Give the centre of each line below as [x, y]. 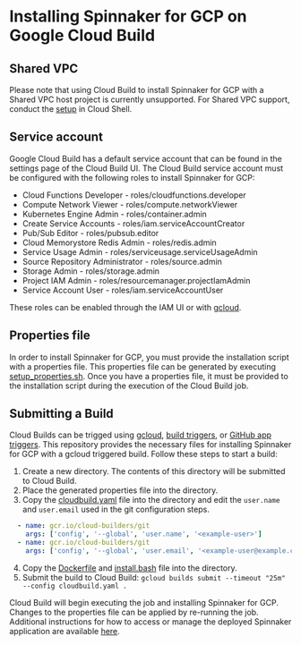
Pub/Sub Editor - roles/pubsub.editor [90, 233]
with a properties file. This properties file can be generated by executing [142, 366]
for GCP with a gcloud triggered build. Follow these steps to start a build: [143, 454]
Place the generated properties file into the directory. [120, 490]
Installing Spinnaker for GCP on [129, 17]
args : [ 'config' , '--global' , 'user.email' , [110, 551]
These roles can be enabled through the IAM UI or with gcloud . [125, 307]
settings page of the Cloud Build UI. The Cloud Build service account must [146, 168]
